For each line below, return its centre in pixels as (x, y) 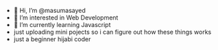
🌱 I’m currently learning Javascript (62, 25)
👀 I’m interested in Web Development (66, 18)
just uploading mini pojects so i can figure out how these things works (112, 32)
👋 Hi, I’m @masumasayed (49, 10)
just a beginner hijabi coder (52, 39)
